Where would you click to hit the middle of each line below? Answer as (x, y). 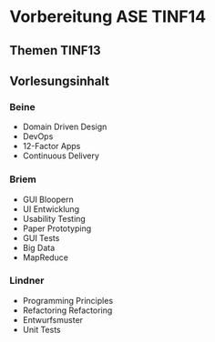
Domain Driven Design (65, 127)
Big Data (39, 247)
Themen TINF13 (56, 50)
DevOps (38, 136)
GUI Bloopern (48, 199)
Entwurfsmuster (53, 319)
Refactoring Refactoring (67, 310)
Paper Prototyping (57, 228)
